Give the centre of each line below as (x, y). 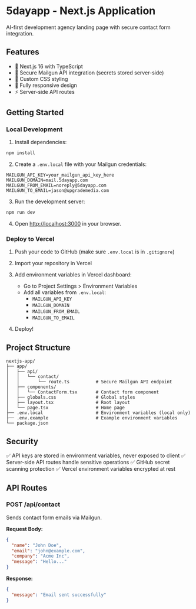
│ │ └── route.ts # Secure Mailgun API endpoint (89, 382)
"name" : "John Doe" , (36, 545)
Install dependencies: (41, 142)
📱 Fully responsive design (46, 85)
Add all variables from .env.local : (65, 292)
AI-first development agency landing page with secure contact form (88, 27)
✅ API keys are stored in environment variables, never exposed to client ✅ (96, 455)
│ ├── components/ (31, 387)
